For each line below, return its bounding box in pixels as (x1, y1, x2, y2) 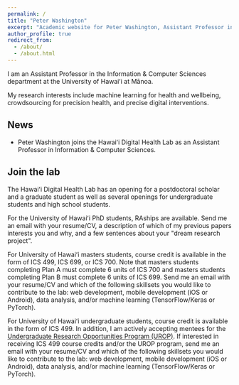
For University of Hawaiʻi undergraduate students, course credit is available (7, 317, 228, 325)
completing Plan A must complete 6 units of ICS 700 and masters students (7, 265, 225, 273)
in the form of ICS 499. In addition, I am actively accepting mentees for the (7, 324, 226, 332)
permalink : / (7, 10, 46, 18)
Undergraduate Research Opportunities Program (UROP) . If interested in (7, 332, 219, 340)
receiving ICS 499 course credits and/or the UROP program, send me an (7, 339, 220, 348)
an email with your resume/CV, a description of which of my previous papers (7, 221, 232, 229)
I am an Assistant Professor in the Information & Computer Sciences (7, 69, 206, 78)
